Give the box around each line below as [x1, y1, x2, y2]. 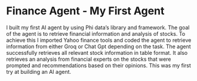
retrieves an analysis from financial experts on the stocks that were [6, 55, 171, 63]
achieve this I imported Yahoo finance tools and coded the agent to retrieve [6, 36, 192, 43]
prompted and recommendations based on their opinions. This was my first [6, 61, 191, 69]
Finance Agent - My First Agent [6, 4, 165, 18]
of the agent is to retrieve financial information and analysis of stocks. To [6, 30, 186, 37]
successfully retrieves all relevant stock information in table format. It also [6, 49, 188, 56]
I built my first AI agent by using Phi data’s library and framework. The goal [6, 24, 190, 31]
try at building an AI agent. [6, 68, 72, 75]
